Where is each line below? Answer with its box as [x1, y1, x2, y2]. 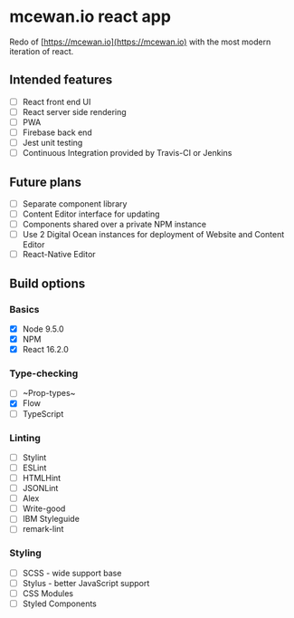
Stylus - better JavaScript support [22, 577, 150, 588]
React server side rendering [22, 106, 127, 117]
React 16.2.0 [22, 344, 70, 355]
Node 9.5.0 [22, 323, 64, 334]
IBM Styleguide [22, 514, 80, 525]
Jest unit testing [22, 138, 83, 148]
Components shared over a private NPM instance [22, 219, 206, 230]
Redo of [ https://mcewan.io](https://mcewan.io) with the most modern [9, 36, 271, 47]
